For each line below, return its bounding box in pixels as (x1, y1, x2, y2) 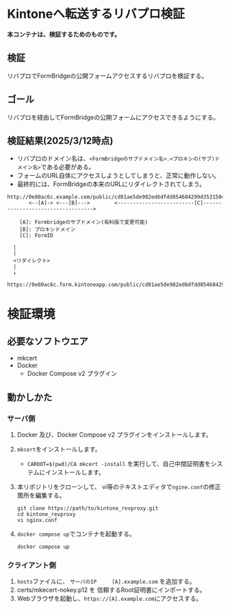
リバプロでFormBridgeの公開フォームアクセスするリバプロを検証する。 (7, 71, 208, 79)
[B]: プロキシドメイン (19, 226, 76, 233)
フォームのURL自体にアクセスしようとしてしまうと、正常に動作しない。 (16, 172, 220, 180)
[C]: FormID (19, 232, 53, 239)
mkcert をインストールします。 (16, 445, 101, 454)
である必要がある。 (40, 163, 95, 171)
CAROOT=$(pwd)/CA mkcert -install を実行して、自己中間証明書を (27, 460, 211, 468)
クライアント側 (7, 560, 56, 570)
